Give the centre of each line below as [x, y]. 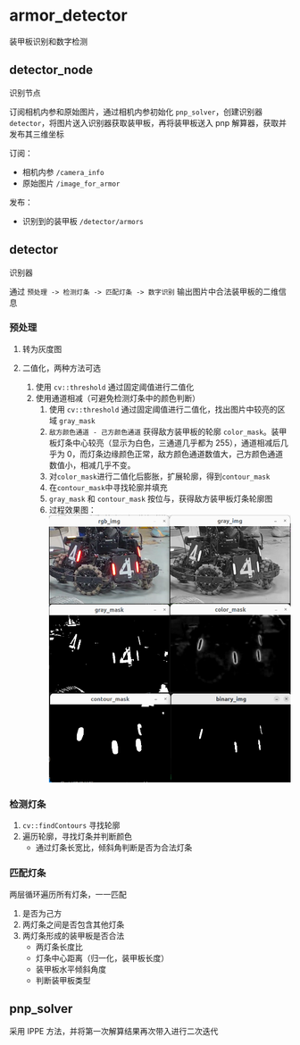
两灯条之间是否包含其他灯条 [73, 924]
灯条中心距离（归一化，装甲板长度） [102, 957]
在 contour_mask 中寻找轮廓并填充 [108, 487]
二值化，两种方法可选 [61, 368]
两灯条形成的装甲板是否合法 [73, 935]
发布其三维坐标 [37, 134]
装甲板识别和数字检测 [48, 41]
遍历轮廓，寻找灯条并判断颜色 [77, 837]
